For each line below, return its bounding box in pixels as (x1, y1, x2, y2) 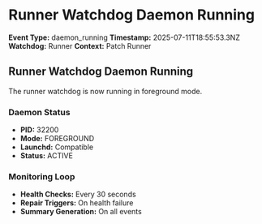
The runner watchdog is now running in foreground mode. (8, 86, 203, 96)
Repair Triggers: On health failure (19, 198, 134, 208)
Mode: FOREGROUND (19, 134, 95, 144)
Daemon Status (8, 106, 71, 118)
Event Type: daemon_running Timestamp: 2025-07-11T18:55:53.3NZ (8, 32, 241, 42)
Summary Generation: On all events (19, 207, 142, 217)
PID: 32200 (19, 125, 59, 135)
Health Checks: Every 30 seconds (19, 189, 136, 200)
